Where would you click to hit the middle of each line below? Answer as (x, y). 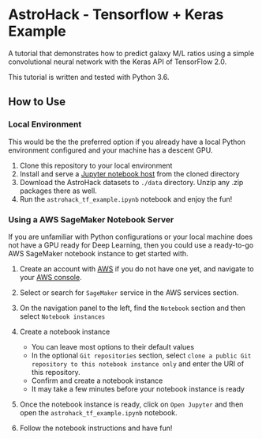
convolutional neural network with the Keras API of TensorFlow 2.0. (118, 62)
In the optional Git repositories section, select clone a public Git (141, 355)
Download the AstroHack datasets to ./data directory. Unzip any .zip (131, 182)
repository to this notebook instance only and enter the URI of (138, 363)
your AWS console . (51, 277)
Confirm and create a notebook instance (97, 380)
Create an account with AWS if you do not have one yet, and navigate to (137, 269)
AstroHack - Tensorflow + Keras (116, 15)
